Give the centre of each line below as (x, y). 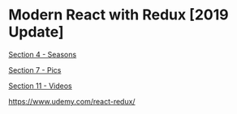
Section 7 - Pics (35, 70)
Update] (36, 32)
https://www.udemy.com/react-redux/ (72, 101)
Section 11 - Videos (40, 86)
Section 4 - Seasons (43, 54)
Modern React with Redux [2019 (118, 15)
